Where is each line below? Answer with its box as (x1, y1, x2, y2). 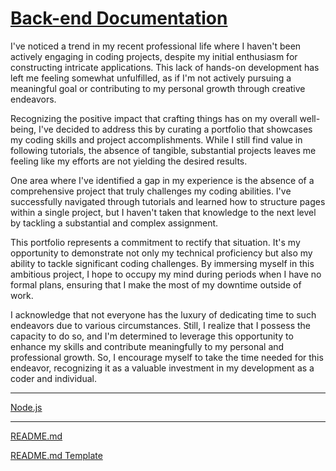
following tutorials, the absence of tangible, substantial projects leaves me (10, 144, 317, 156)
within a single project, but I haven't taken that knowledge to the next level (10, 206, 317, 218)
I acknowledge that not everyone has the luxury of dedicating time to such (10, 308, 317, 321)
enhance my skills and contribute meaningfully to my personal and (10, 340, 285, 352)
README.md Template (10, 449, 103, 461)
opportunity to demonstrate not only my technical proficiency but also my (10, 247, 313, 259)
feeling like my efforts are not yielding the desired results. (10, 155, 248, 167)
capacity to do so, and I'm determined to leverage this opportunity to (10, 330, 294, 342)
